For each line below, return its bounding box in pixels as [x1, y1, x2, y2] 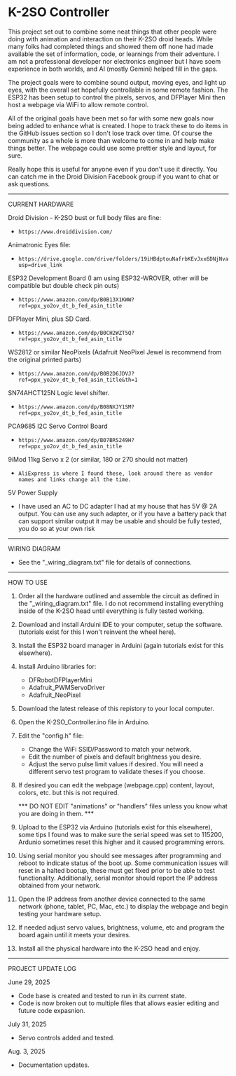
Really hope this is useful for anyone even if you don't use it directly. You [8, 165, 218, 173]
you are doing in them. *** [18, 809, 95, 818]
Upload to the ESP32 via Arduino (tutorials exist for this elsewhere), [18, 822, 213, 831]
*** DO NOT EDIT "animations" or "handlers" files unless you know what [18, 801, 228, 810]
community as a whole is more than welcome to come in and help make [8, 136, 214, 144]
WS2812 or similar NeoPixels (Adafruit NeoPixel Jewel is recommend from [8, 347, 222, 356]
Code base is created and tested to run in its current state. [18, 991, 187, 1000]
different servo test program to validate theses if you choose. [28, 767, 205, 775]
